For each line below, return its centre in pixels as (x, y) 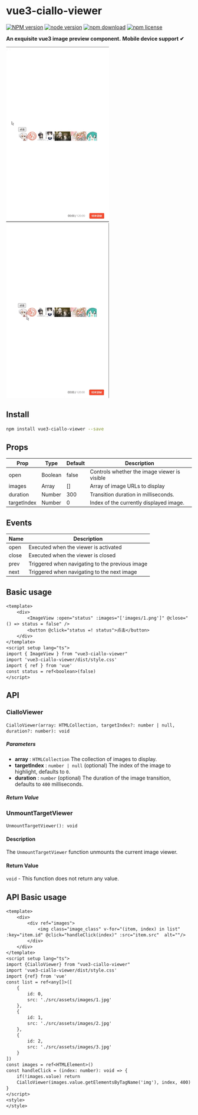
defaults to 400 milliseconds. (49, 784)
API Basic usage (36, 897)
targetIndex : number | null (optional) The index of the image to (93, 765)
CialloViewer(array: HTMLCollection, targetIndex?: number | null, (91, 725)
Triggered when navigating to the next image (83, 572)
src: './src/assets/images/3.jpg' (70, 1047)
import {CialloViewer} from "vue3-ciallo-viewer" (68, 965)
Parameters (21, 744)
